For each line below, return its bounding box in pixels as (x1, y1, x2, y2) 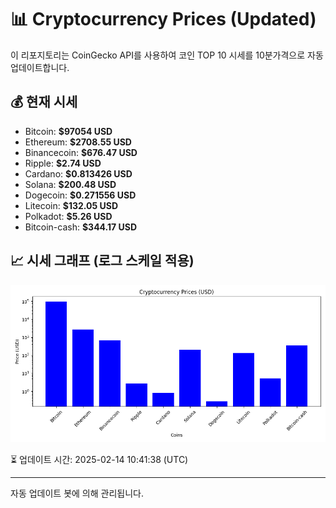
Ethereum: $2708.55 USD (24, 136, 132, 148)
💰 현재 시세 (10, 94, 78, 111)
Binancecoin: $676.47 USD (24, 146, 138, 158)
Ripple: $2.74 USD (24, 157, 102, 169)
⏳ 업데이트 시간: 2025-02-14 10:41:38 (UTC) (10, 453, 189, 465)
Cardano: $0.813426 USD (24, 167, 133, 180)
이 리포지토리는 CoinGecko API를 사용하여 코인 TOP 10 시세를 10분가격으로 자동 (10, 49, 324, 61)
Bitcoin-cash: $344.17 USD (24, 221, 138, 233)
